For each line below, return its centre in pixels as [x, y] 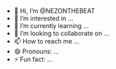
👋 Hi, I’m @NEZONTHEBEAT [54, 11]
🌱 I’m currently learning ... [51, 26]
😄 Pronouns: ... [37, 51]
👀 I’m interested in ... [44, 18]
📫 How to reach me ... [46, 41]
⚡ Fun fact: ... [33, 59]
